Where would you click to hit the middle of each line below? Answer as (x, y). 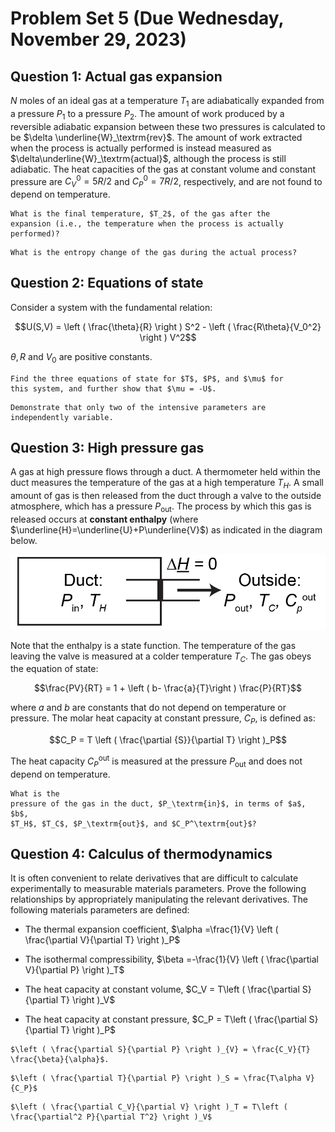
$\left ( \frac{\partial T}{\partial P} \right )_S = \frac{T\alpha (156, 1078)
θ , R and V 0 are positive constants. (81, 357)
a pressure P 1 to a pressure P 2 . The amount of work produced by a (147, 114)
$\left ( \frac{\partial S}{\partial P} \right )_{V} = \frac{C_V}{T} (160, 1050)
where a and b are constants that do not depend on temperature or (148, 708)
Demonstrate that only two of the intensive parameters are (138, 407)
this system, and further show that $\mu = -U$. (113, 388)
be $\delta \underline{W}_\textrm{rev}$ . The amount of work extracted (156, 137)
